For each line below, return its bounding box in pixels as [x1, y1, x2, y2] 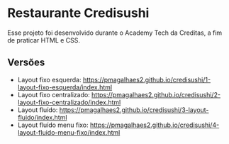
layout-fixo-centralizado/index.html [17, 98, 121, 106]
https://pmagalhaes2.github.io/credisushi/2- [91, 90, 221, 99]
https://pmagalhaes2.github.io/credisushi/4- [89, 121, 220, 129]
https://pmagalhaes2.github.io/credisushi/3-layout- [59, 105, 209, 114]
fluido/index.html [17, 113, 67, 121]
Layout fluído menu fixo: [17, 121, 89, 129]
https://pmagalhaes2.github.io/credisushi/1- [82, 75, 211, 84]
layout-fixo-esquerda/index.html [17, 83, 112, 92]
